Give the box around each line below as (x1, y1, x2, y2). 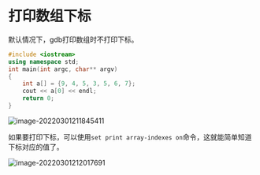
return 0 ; (22, 95, 55, 102)
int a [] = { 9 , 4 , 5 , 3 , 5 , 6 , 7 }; (22, 80, 136, 87)
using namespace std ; (8, 58, 80, 65)
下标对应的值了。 (8, 142, 64, 151)
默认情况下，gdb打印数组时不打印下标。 (8, 35, 139, 44)
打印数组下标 (8, 7, 92, 25)
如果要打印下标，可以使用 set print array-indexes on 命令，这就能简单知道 (8, 132, 252, 142)
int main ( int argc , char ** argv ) (8, 65, 118, 73)
